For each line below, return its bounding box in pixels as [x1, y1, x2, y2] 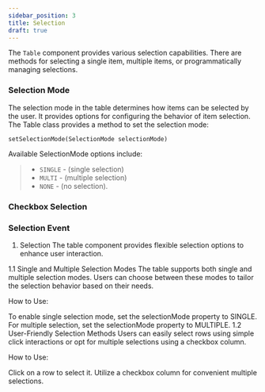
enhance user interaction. [19, 248, 104, 258]
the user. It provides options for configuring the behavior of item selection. [8, 111, 251, 121]
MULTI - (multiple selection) [39, 172, 127, 183]
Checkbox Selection [8, 201, 88, 212]
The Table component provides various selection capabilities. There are [8, 48, 242, 58]
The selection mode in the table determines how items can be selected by [8, 102, 249, 112]
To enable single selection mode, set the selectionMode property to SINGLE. [8, 311, 258, 321]
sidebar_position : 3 [8, 11, 77, 20]
